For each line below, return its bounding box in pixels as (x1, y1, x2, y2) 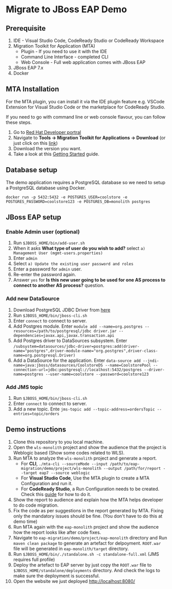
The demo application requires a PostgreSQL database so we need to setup (6, 179, 166, 185)
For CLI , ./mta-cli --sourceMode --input (20, 460, 108, 466)
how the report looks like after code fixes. (13, 529, 101, 535)
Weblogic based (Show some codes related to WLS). (13, 449, 125, 456)
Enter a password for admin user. (13, 266, 82, 272)
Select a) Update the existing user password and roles (13, 261, 134, 267)
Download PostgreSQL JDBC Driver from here (13, 307, 111, 313)
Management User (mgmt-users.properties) (13, 251, 103, 256)
